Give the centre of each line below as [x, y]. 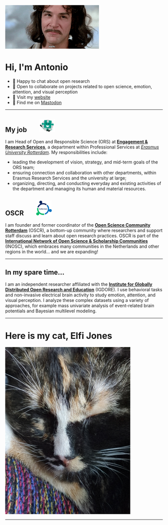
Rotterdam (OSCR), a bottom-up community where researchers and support [84, 231]
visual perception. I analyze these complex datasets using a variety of [77, 300]
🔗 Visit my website [31, 97]
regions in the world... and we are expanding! [52, 252]
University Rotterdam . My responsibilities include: [56, 152]
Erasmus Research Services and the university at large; [69, 178]
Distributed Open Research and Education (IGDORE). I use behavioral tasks [84, 290]
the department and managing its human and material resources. [79, 189]
